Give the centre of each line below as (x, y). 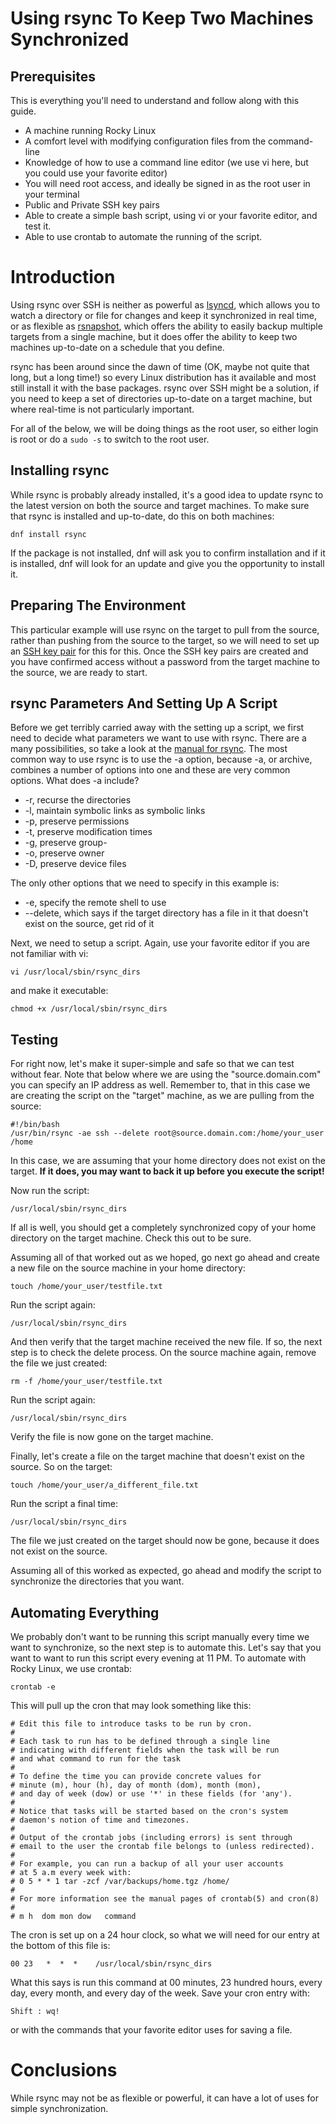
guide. (23, 111)
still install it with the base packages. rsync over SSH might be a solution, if (165, 388)
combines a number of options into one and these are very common (150, 770)
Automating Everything (85, 1612)
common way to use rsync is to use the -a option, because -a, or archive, (161, 759)
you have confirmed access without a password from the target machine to (165, 661)
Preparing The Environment (98, 605)
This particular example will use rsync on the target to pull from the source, (165, 629)
